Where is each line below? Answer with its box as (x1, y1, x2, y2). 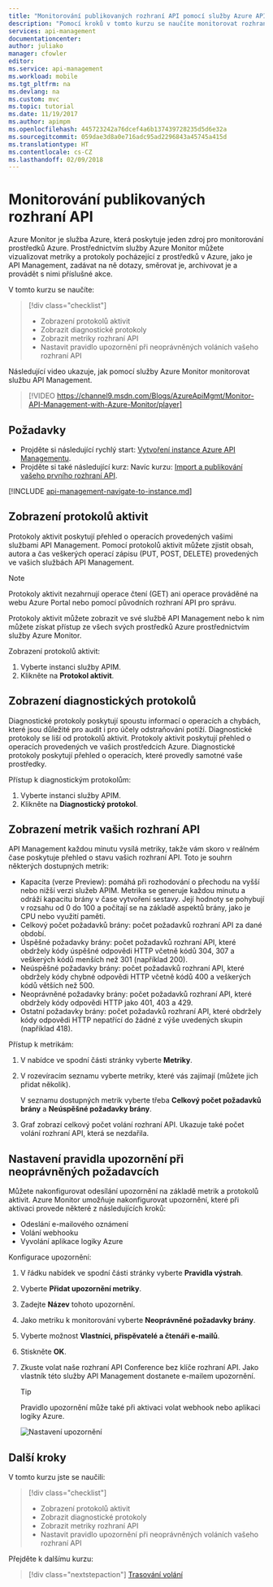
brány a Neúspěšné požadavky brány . (19, 1104, 152, 1114)
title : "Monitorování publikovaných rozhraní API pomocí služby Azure (8, 11, 253, 20)
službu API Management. (8, 375, 93, 385)
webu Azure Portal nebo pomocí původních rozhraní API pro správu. (8, 597, 237, 607)
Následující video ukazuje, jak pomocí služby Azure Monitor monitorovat (8, 366, 250, 376)
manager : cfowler (8, 50, 67, 58)
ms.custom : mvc (8, 95, 60, 103)
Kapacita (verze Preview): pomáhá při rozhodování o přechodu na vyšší (19, 877, 260, 887)
